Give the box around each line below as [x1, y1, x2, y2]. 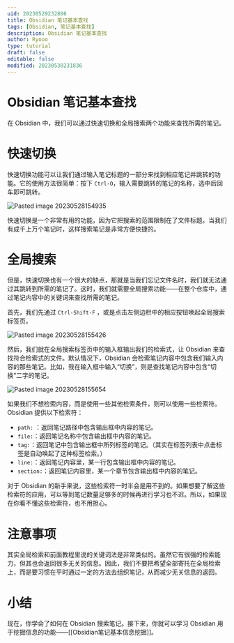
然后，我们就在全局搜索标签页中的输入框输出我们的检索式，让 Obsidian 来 [7, 345, 219, 354]
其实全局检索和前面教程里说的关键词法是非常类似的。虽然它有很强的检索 [7, 550, 214, 559]
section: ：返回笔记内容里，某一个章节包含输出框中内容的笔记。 [17, 467, 202, 475]
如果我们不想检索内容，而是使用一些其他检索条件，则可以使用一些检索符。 [7, 400, 221, 408]
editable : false [7, 56, 54, 63]
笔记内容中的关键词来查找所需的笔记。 [13, 294, 123, 302]
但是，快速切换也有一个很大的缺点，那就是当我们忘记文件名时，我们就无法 [7, 276, 221, 285]
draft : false [7, 50, 45, 56]
